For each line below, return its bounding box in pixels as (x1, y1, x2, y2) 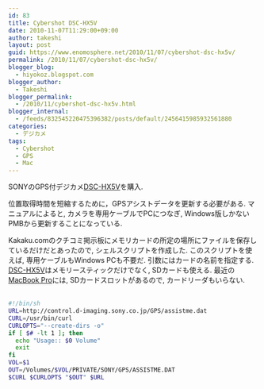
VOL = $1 (8, 359, 30, 367)
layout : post (8, 41, 52, 49)
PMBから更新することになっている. (8, 219, 123, 229)
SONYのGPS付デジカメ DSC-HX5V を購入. (8, 182, 143, 191)
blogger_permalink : (8, 93, 73, 101)
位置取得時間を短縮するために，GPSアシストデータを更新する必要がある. (8, 199, 247, 209)
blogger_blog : (8, 64, 55, 71)
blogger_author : (8, 78, 62, 86)
